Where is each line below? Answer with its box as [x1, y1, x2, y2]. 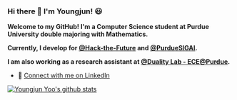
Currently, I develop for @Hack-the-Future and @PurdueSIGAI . [7, 44, 198, 52]
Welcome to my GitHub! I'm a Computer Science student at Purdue [7, 23, 209, 31]
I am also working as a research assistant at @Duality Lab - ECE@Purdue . [7, 57, 231, 66]
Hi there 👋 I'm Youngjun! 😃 [7, 6, 103, 16]
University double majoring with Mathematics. [7, 30, 148, 38]
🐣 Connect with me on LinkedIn [17, 71, 111, 80]
